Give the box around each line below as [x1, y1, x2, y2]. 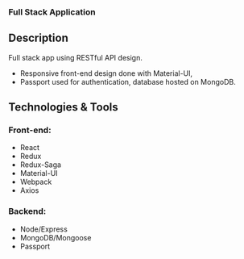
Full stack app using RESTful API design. [8, 52, 143, 62]
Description [8, 31, 68, 45]
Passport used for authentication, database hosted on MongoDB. [19, 77, 236, 86]
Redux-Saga [19, 160, 62, 169]
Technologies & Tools [8, 100, 118, 115]
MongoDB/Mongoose [19, 232, 92, 242]
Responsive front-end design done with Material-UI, [19, 68, 193, 78]
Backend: [8, 206, 47, 217]
